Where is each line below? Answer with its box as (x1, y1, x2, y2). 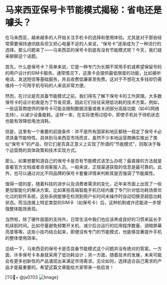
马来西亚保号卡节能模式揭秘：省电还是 (5, 4, 163, 16)
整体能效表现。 (9, 205, 40, 212)
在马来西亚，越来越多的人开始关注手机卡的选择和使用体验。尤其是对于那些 (5, 34, 158, 40)
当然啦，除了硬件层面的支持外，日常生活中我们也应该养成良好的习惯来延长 (5, 216, 158, 222)
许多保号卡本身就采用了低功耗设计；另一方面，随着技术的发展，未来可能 (13, 252, 162, 258)
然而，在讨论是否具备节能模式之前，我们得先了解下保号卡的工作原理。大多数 (5, 93, 162, 99)
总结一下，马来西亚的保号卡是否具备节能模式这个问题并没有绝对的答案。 (5, 245, 153, 252)
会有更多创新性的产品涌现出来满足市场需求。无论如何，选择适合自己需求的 (5, 258, 158, 264)
